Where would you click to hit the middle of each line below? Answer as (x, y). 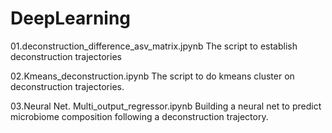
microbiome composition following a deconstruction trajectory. (139, 116)
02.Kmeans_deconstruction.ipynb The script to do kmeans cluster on (152, 76)
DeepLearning (71, 18)
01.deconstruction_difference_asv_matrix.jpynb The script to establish (154, 46)
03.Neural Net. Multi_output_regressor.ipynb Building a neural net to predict (166, 106)
